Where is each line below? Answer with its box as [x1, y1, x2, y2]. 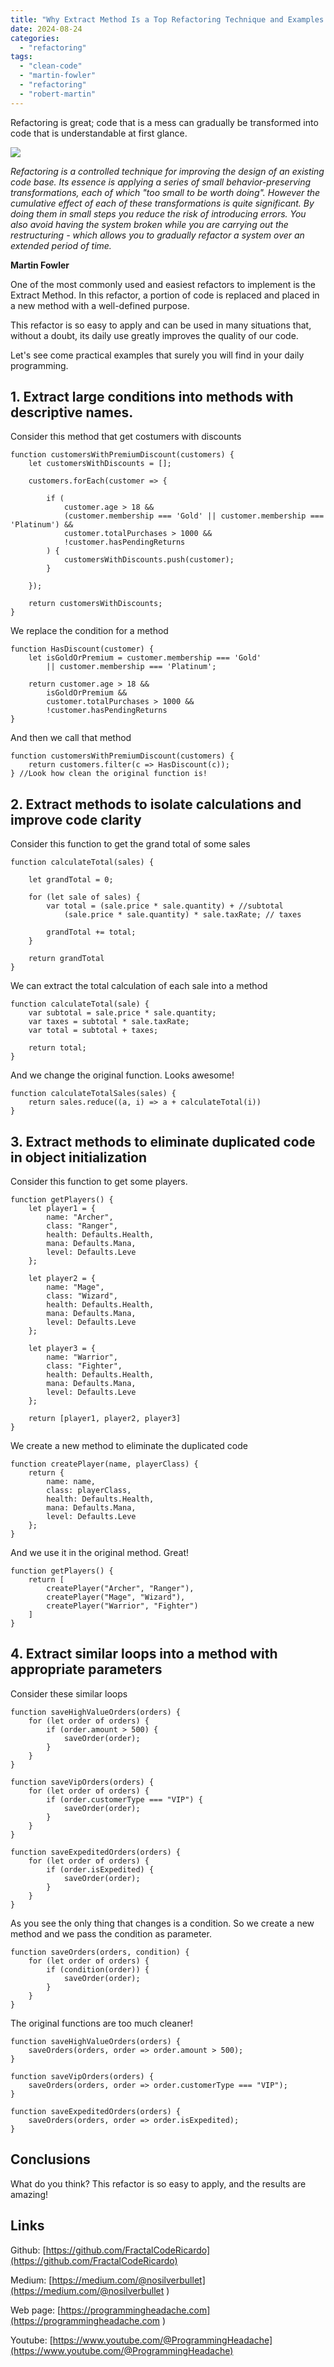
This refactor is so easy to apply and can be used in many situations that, [10, 319, 312, 331]
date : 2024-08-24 [10, 24, 83, 34]
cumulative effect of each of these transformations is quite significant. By [10, 197, 315, 209]
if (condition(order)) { [46, 1964, 150, 1975]
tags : [10, 52, 33, 62]
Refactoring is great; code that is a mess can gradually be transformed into [10, 116, 319, 128]
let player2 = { [28, 1274, 97, 1284]
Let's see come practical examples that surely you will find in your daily [10, 349, 305, 361]
